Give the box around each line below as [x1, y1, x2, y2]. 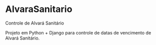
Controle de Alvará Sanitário [5, 20, 64, 26]
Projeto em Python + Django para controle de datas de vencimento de [5, 29, 151, 35]
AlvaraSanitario [5, 3, 72, 15]
